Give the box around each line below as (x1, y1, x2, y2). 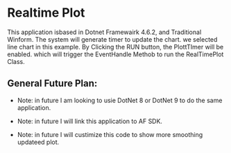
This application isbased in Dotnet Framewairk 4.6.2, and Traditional (7, 28, 202, 36)
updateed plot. (17, 138, 60, 146)
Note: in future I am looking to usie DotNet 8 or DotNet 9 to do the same (17, 96, 223, 104)
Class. (7, 57, 26, 65)
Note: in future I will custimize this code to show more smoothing (17, 130, 203, 138)
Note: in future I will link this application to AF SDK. (17, 117, 163, 125)
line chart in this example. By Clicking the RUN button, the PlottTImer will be (7, 42, 224, 51)
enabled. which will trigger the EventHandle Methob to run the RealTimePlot (7, 50, 224, 58)
